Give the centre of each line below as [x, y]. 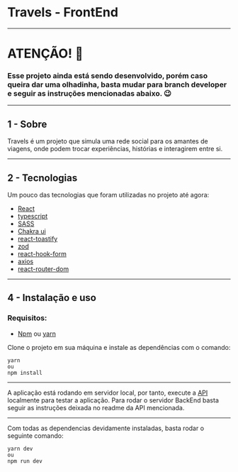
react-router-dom [43, 269]
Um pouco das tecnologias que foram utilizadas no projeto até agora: [108, 195]
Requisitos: [27, 318]
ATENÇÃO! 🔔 [45, 54]
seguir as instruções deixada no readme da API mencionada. [96, 407]
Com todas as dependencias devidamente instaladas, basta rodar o [106, 428]
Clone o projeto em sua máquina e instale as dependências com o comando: [119, 347]
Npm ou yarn [37, 334]
